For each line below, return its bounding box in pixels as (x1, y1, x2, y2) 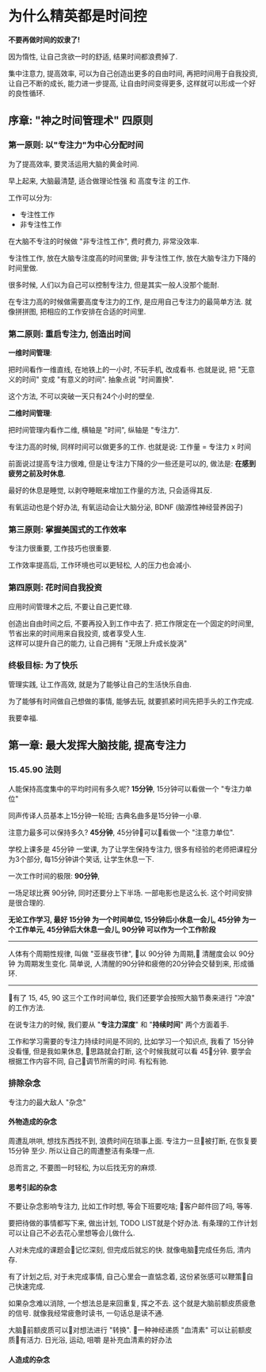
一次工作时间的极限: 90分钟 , (8, 871, 101, 880)
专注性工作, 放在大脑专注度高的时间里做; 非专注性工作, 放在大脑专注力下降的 (8, 253, 256, 262)
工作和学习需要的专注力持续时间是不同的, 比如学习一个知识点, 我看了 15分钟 (8, 1036, 254, 1046)
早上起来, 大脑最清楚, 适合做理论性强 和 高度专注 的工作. (8, 176, 191, 185)
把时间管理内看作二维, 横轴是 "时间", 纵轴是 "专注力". (8, 425, 180, 434)
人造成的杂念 (8, 1355, 50, 1364)
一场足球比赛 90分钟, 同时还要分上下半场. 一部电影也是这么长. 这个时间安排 (8, 888, 253, 898)
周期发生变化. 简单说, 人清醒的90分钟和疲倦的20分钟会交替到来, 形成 (23, 958, 248, 968)
